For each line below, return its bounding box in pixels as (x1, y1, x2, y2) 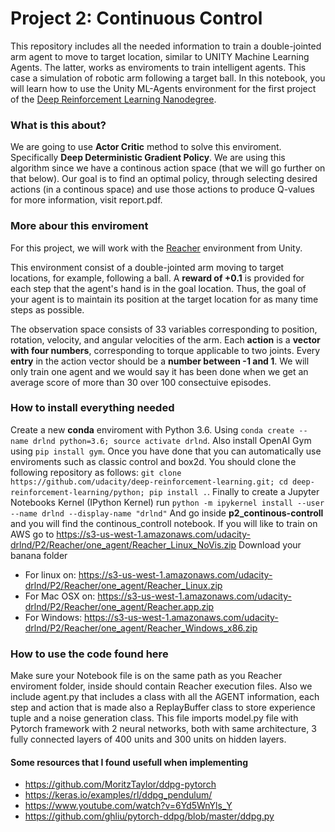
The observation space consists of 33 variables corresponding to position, (10, 323, 318, 335)
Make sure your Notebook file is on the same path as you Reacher (10, 670, 283, 682)
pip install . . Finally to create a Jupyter (148, 485, 320, 497)
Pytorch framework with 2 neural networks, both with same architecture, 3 (10, 723, 317, 735)
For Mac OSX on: (24, 590, 96, 602)
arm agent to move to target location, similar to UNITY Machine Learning (10, 50, 310, 62)
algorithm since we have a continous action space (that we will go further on (10, 162, 326, 174)
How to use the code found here (10, 647, 169, 661)
